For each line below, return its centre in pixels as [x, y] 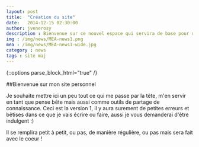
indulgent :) [20, 121]
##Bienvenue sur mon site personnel [51, 84]
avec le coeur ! [24, 138]
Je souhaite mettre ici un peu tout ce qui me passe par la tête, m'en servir [96, 95]
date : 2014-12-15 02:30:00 [42, 23]
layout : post [22, 12]
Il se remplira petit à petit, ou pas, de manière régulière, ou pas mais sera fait [99, 132]
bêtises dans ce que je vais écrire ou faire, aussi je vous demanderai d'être [97, 114]
